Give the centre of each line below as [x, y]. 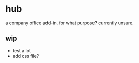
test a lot [22, 50]
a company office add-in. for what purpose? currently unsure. [69, 23]
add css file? [26, 56]
